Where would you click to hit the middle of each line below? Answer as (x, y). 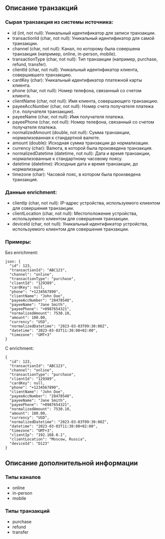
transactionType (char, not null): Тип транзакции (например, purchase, (85, 59)
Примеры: (18, 242)
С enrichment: (19, 348)
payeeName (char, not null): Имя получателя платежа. (68, 117)
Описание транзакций (41, 8)
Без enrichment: (22, 253)
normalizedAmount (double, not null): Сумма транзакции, (71, 132)
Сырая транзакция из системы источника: (59, 22)
